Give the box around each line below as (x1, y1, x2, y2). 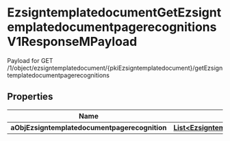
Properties (7, 91, 53, 103)
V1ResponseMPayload (7, 34, 138, 49)
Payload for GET (7, 56, 53, 64)
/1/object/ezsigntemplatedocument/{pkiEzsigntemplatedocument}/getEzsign (7, 64, 223, 72)
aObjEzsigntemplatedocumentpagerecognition (10, 123, 167, 132)
